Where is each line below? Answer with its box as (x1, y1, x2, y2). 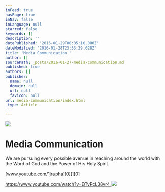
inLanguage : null (5, 21, 42, 27)
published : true (5, 64, 40, 69)
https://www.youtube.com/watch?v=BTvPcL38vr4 (5, 181, 111, 187)
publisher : (5, 74, 29, 79)
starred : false (5, 27, 38, 32)
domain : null (10, 83, 38, 88)
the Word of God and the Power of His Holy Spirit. (5, 161, 110, 167)
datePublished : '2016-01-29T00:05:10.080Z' (5, 41, 99, 46)
